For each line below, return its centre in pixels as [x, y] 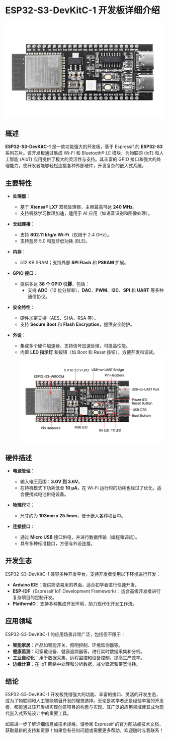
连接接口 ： [24, 526]
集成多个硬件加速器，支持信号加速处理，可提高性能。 [75, 346]
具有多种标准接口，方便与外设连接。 [58, 543]
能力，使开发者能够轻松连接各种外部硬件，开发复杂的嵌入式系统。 [78, 166]
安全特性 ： [24, 307]
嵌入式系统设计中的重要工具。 [40, 713]
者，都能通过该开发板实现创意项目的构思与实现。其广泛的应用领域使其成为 [82, 707]
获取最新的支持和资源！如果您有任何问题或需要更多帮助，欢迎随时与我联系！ [84, 730]
